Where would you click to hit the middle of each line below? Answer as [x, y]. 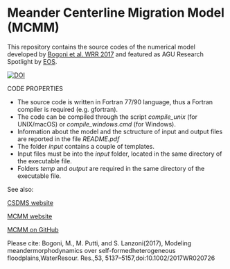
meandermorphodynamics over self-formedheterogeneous [91, 250]
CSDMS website [30, 202]
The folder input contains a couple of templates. [86, 146]
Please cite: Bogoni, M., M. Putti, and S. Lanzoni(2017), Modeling [99, 243]
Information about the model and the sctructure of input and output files [120, 131]
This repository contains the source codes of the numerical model [101, 47]
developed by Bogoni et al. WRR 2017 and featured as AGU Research [106, 54]
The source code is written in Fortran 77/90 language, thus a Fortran [115, 101]
